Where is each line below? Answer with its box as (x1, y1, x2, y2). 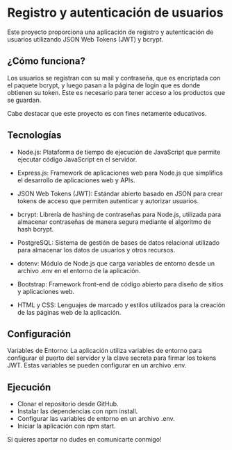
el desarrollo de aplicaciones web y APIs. (17, 175, 135, 184)
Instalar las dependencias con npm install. (17, 407, 138, 415)
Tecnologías (7, 130, 62, 141)
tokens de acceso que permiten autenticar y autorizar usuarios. (17, 196, 199, 205)
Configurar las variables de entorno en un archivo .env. (17, 415, 175, 423)
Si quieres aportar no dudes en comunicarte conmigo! (7, 435, 162, 444)
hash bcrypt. (17, 225, 54, 233)
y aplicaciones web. (17, 287, 75, 295)
